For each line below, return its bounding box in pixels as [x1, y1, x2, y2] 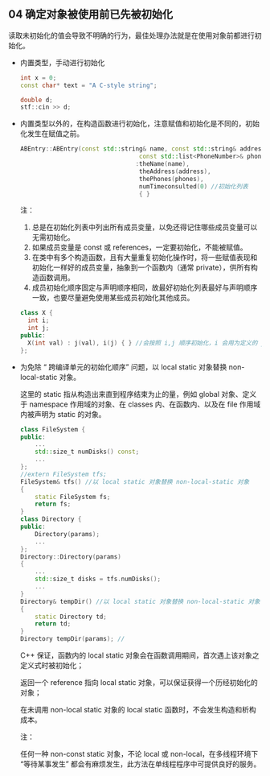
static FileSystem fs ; [35, 493, 111, 501]
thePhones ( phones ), [139, 175, 204, 183]
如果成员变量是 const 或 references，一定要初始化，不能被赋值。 [31, 242, 247, 252]
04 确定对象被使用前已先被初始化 [8, 7, 174, 22]
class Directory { [19, 515, 82, 523]
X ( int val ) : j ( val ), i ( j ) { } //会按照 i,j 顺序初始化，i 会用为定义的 [27, 339, 258, 347]
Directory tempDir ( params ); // [19, 635, 125, 643]
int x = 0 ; [19, 73, 57, 82]
